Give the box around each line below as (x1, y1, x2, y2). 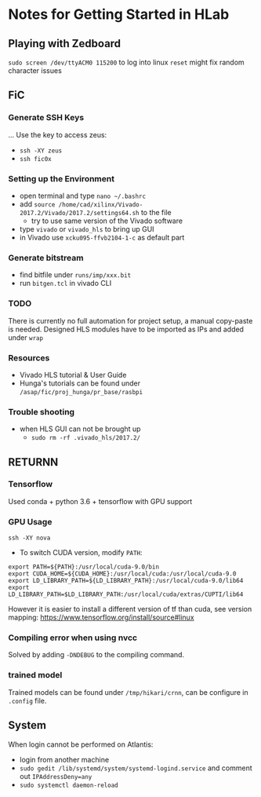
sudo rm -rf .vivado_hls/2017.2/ (31, 434, 141, 442)
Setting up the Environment (8, 173, 115, 184)
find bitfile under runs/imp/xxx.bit (19, 270, 132, 280)
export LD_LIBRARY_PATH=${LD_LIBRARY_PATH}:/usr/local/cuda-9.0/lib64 (8, 577, 244, 585)
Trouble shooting (8, 406, 75, 417)
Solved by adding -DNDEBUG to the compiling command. (8, 650, 185, 660)
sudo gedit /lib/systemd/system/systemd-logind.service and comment (19, 763, 252, 773)
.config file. (8, 696, 47, 705)
